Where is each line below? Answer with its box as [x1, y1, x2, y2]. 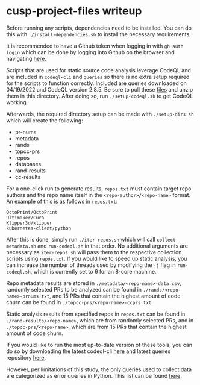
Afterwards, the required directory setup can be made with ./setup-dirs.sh [6, 110, 194, 117]
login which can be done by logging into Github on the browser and [6, 48, 175, 55]
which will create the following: [6, 116, 83, 124]
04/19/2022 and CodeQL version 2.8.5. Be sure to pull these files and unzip [6, 86, 193, 93]
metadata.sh [6, 243, 36, 249]
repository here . [6, 354, 46, 361]
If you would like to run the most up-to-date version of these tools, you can [6, 341, 193, 348]
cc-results [14, 173, 41, 180]
